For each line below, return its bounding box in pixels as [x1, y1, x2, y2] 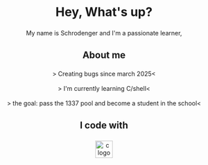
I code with [80, 119, 128, 131]
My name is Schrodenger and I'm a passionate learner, [26, 29, 182, 37]
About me [82, 49, 126, 61]
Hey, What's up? [55, 4, 153, 20]
